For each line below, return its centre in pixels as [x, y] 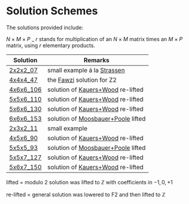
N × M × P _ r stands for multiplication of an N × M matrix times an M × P [94, 39]
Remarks [97, 60]
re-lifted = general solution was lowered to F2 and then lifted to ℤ [86, 194]
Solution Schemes [52, 11]
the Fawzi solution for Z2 [82, 80]
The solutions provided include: [45, 27]
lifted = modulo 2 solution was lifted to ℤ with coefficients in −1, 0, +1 [90, 182]
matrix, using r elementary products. [51, 45]
